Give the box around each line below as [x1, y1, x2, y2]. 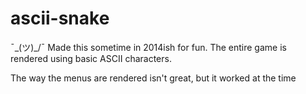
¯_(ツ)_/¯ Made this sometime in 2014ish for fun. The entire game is [10, 41, 287, 53]
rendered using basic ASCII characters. [10, 52, 172, 64]
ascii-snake [10, 7, 110, 30]
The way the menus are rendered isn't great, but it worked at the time [10, 72, 297, 84]
